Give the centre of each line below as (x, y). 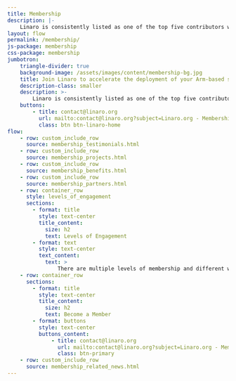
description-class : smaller (61, 86)
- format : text (55, 243)
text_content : (59, 256)
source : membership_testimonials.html (83, 145)
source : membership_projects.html (77, 158)
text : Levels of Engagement (86, 236)
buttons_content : (64, 334)
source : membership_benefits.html (77, 170)
